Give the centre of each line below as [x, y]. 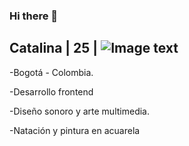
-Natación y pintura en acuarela [75, 130]
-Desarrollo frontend [51, 91]
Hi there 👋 [34, 16]
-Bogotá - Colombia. [51, 72]
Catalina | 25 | [54, 48]
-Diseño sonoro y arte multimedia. [79, 111]
